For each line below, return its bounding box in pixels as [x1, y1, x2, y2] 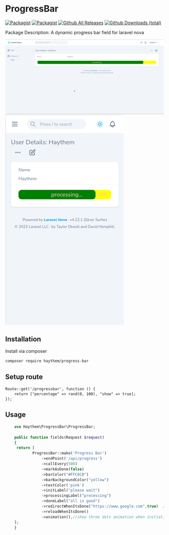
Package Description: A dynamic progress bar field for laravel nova [5, 29, 144, 35]
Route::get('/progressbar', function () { [5, 387, 96, 392]
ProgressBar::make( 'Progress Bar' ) [32, 451, 107, 456]
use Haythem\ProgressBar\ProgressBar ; [14, 424, 96, 429]
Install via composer [5, 348, 47, 354]
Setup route [5, 372, 43, 381]
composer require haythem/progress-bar [5, 358, 89, 364]
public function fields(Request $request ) [14, 435, 105, 440]
